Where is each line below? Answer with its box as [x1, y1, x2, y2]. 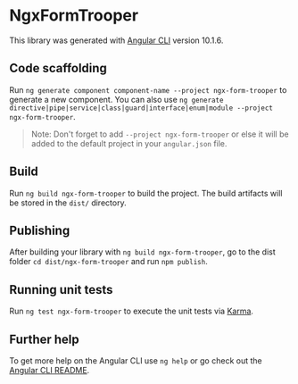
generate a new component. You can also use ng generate [9, 94, 224, 104]
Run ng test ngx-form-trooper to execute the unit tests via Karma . [9, 305, 254, 317]
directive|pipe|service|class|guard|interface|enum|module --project [9, 104, 274, 113]
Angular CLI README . [9, 365, 90, 375]
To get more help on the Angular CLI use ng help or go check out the [9, 355, 262, 366]
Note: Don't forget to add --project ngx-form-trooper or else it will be [30, 129, 289, 139]
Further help [9, 331, 80, 346]
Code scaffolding [9, 61, 107, 76]
